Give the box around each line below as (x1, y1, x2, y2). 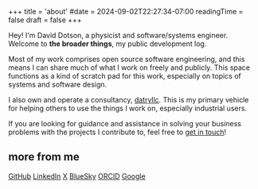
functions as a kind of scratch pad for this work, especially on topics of (8, 71, 241, 80)
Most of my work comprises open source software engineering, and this (8, 55, 245, 64)
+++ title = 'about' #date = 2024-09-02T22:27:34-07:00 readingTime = (8, 7, 244, 16)
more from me (8, 150, 80, 164)
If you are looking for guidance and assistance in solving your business (8, 119, 241, 128)
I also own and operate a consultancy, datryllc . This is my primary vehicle (8, 95, 249, 104)
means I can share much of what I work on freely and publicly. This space (8, 63, 251, 72)
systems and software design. (8, 79, 107, 89)
